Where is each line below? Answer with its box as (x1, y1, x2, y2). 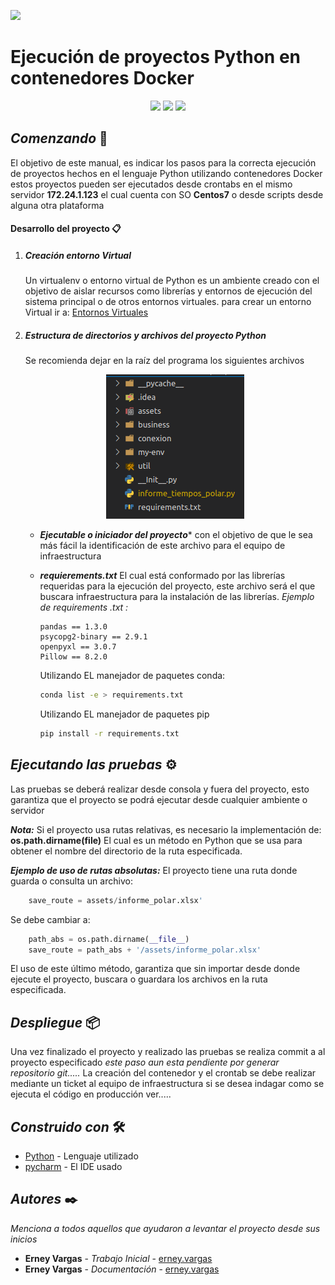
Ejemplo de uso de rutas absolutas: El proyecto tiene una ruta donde (10, 864, 298, 876)
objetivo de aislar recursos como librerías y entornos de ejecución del (24, 285, 313, 297)
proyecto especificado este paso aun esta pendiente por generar (10, 1056, 280, 1069)
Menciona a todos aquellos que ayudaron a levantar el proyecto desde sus (10, 1222, 321, 1234)
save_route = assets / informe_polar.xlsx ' (28, 895, 203, 905)
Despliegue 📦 (10, 1014, 101, 1031)
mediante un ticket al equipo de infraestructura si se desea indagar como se (10, 1078, 325, 1090)
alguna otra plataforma (10, 199, 105, 211)
